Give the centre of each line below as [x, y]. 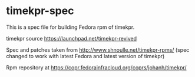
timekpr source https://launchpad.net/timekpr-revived [72, 38]
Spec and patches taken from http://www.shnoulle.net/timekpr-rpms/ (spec [98, 50]
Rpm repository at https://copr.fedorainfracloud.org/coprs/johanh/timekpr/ [96, 67]
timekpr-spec [40, 11]
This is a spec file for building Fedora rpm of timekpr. [70, 27]
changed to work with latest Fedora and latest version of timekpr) [85, 56]
